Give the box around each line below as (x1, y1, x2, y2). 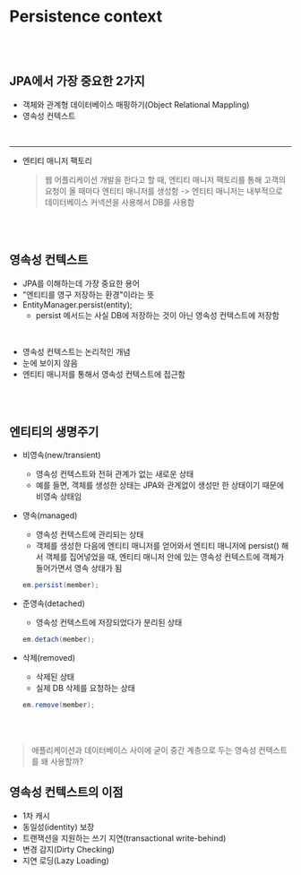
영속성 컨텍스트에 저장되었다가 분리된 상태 (35, 617, 183, 628)
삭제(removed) (21, 653, 76, 663)
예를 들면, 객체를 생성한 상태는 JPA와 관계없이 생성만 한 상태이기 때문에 (35, 480, 285, 490)
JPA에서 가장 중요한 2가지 (9, 74, 145, 89)
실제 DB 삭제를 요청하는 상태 (35, 683, 136, 694)
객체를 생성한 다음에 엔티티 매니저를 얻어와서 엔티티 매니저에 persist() (35, 541, 279, 551)
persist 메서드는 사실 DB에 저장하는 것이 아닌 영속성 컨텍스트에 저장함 (35, 309, 279, 320)
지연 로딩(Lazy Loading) (21, 854, 109, 866)
